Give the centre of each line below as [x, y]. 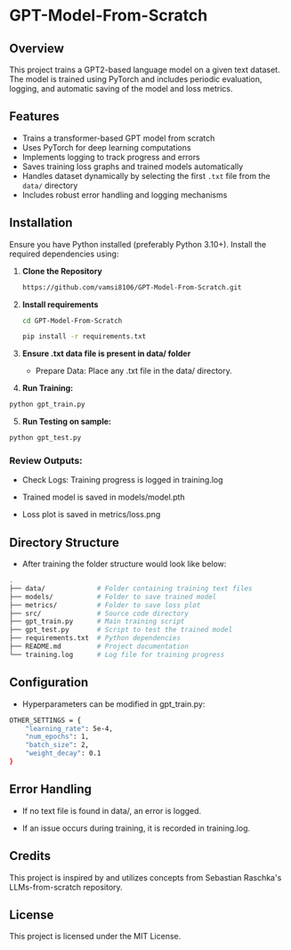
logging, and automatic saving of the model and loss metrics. [121, 89]
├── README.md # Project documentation [99, 646]
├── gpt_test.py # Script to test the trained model [121, 630]
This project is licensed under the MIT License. [95, 937]
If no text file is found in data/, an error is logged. [112, 810]
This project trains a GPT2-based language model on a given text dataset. [145, 69]
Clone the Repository [62, 271]
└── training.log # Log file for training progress [117, 654]
